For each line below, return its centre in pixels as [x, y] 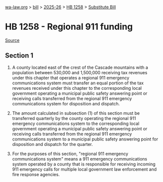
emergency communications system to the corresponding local [76, 123]
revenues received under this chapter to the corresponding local [77, 88]
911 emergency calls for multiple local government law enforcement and [84, 169]
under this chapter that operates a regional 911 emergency [71, 78]
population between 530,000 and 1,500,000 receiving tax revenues [80, 72]
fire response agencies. [36, 174]
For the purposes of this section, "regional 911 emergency [70, 154]
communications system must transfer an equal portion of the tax [78, 83]
